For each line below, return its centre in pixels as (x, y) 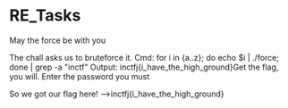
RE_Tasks (45, 16)
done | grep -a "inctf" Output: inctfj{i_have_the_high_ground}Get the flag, (144, 67)
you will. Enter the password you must (80, 76)
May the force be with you (57, 40)
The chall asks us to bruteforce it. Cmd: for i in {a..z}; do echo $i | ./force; (144, 57)
